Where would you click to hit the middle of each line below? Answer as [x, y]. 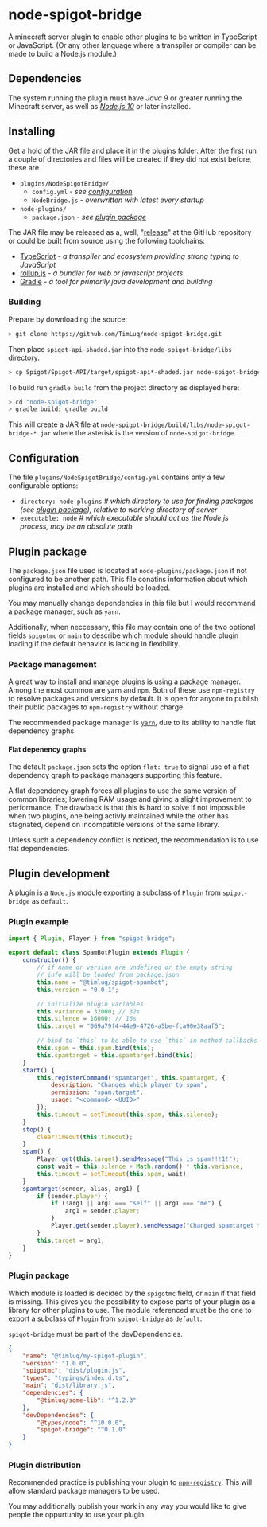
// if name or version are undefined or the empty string [135, 968]
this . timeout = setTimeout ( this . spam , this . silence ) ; [128, 1115]
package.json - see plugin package [89, 217]
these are [24, 167]
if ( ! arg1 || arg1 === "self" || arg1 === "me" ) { [136, 1204]
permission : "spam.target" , [97, 1092]
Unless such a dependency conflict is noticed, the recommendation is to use [133, 840]
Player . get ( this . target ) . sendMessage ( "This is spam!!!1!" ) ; [138, 1159]
